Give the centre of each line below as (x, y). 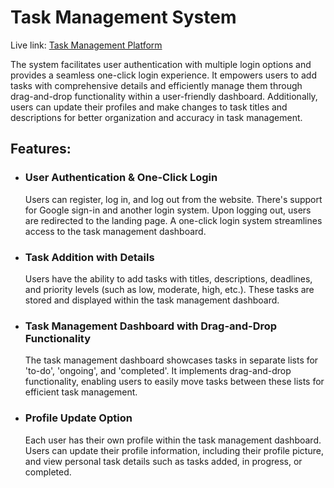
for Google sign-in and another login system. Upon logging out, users (168, 210)
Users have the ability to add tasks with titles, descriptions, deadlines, (168, 278)
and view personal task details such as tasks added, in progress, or (163, 461)
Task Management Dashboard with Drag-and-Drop (151, 326)
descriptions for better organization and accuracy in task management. (156, 117)
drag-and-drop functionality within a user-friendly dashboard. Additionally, (164, 96)
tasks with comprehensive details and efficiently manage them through (156, 85)
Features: (41, 149)
